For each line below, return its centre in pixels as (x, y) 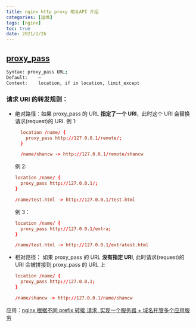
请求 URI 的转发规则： (37, 99)
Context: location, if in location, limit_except (73, 83)
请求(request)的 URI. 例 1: (46, 121)
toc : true (18, 28)
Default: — (24, 77)
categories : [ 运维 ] (29, 17)
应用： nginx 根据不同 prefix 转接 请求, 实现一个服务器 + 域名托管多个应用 (96, 310)
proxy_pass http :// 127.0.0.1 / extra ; (66, 229)
